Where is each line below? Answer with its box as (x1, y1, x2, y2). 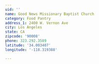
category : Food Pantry (5, 16, 51, 21)
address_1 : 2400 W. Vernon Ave (5, 20, 68, 26)
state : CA (5, 29, 25, 34)
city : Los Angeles (5, 25, 42, 30)
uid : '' (5, 7, 21, 12)
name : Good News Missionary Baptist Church (5, 12, 95, 16)
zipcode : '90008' (5, 34, 40, 39)
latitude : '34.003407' (5, 43, 51, 48)
